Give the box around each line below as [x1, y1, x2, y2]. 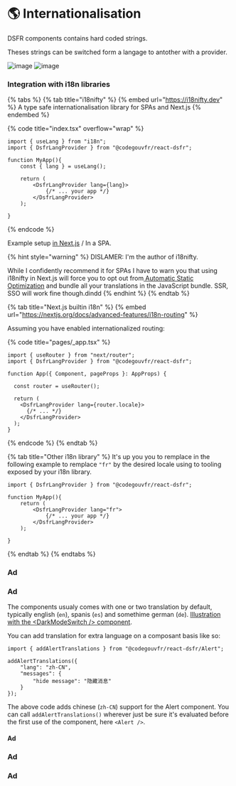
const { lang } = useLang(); [20, 163, 107, 171]
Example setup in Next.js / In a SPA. [7, 239, 112, 247]
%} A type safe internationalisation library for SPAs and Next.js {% [7, 103, 201, 112]
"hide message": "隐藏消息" [33, 678, 112, 685]
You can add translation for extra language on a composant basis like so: [7, 632, 220, 640]
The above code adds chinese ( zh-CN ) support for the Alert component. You [7, 703, 230, 711]
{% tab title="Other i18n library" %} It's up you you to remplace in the [7, 453, 210, 461]
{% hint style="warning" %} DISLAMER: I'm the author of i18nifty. [7, 253, 199, 262]
